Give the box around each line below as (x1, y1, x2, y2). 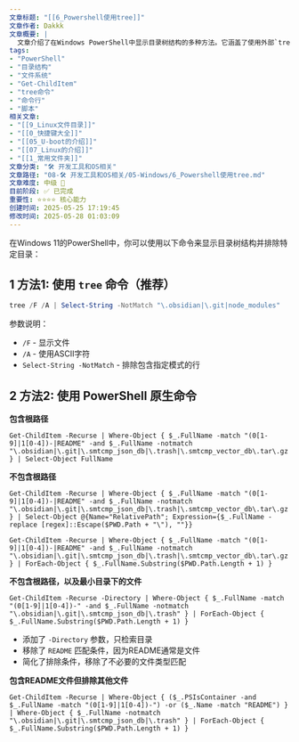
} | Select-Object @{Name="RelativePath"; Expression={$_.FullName (9, 513, 265, 522)
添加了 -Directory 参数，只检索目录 (21, 634, 153, 645)
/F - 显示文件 (21, 338, 70, 348)
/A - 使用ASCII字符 (21, 348, 91, 359)
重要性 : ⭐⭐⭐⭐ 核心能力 (9, 195, 87, 205)
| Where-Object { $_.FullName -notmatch (9, 709, 162, 718)
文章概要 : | (9, 29, 49, 38)
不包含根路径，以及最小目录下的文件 (9, 576, 142, 587)
